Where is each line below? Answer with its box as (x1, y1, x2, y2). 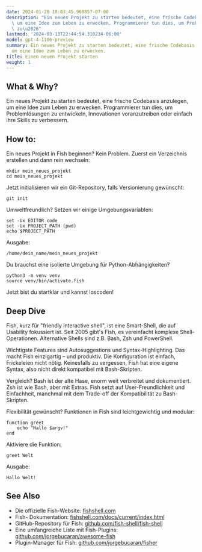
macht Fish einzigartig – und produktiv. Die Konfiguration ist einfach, (6, 353, 176, 360)
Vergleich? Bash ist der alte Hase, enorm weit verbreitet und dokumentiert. (6, 377, 191, 384)
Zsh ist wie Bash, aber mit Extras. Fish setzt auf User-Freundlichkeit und (6, 383, 185, 391)
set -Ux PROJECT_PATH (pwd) (6, 223, 77, 229)
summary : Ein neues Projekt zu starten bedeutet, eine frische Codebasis (6, 43, 195, 49)
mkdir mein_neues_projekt (6, 168, 71, 175)
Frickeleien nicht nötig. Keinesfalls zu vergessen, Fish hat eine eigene (6, 359, 179, 366)
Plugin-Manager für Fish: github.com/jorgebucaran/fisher (14, 539, 158, 546)
